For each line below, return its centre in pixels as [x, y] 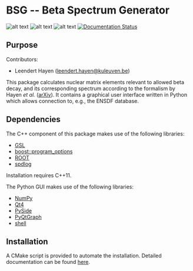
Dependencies [33, 119]
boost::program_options [44, 151]
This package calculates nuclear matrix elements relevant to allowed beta [95, 82]
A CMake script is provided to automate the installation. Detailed [84, 256]
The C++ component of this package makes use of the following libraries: [95, 134]
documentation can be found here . [48, 262]
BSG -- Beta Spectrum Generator [88, 10]
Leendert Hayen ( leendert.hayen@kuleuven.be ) [72, 71]
